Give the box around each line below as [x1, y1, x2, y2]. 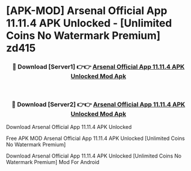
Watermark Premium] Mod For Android [6, 158, 100, 165]
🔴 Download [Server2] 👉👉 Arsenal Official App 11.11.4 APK [11, 101, 186, 109]
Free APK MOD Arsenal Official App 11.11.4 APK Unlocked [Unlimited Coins [6, 135, 185, 142]
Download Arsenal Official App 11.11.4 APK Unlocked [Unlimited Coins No [6, 152, 182, 159]
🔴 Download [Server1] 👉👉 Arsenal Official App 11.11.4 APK [12, 63, 185, 71]
